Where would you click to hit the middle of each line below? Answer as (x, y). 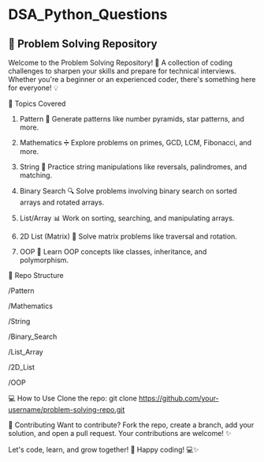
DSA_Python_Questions (88, 15)
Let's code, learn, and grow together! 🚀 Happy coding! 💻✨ (104, 449)
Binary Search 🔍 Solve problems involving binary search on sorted (128, 191)
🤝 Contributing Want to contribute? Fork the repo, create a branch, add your (131, 425)
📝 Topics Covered (37, 103)
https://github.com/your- (179, 398)
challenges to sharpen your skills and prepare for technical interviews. (122, 71)
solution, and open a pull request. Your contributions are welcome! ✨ (120, 433)
